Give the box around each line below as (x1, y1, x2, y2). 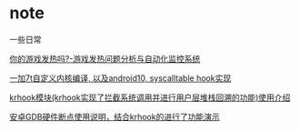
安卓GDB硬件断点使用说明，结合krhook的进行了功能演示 (9, 111, 220, 122)
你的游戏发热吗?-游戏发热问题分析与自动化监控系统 (9, 53, 201, 64)
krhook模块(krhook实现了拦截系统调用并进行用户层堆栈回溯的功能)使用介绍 (9, 92, 291, 103)
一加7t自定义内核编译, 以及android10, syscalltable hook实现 (9, 72, 232, 84)
